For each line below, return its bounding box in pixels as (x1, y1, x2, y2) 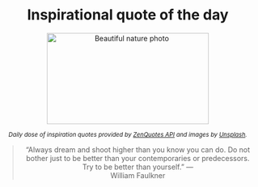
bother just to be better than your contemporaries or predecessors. (25, 153, 250, 163)
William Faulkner (110, 170, 166, 180)
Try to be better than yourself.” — (82, 162, 194, 172)
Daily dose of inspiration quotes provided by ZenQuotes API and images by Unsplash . (8, 130, 247, 138)
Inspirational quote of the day (27, 6, 229, 24)
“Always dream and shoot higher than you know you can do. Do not (25, 144, 251, 155)
